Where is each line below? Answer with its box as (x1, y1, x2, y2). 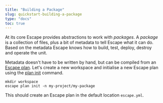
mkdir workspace (5, 79, 38, 84)
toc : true (5, 21, 25, 26)
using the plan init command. (5, 70, 64, 76)
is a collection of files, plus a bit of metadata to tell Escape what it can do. (5, 40, 154, 46)
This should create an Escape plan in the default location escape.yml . (5, 92, 144, 98)
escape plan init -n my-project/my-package (5, 84, 95, 89)
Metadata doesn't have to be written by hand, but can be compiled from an (5, 59, 157, 65)
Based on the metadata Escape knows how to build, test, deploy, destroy (5, 45, 152, 51)
